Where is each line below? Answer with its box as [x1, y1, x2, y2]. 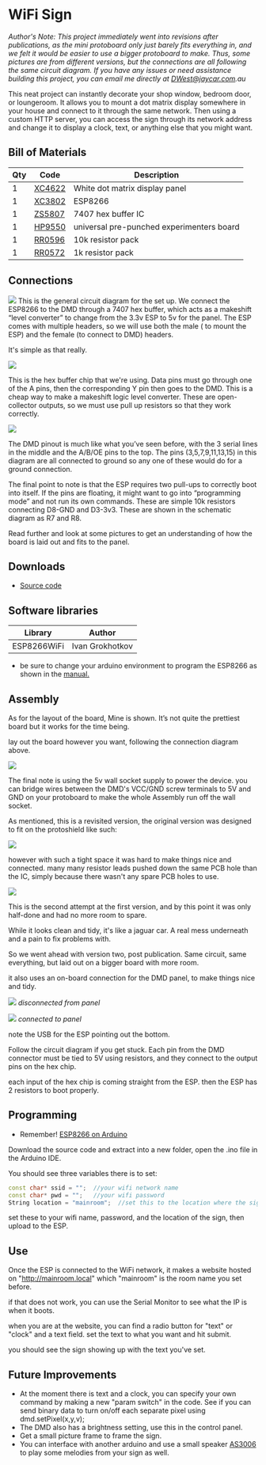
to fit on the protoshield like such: [8, 825, 117, 834]
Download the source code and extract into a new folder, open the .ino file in [8, 1144, 258, 1154]
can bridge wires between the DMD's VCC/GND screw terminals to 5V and [8, 784, 252, 793]
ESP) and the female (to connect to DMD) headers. [8, 329, 174, 339]
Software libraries [8, 603, 99, 617]
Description [134, 169, 180, 180]
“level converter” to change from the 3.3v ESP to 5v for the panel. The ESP [8, 313, 252, 322]
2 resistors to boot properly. [8, 1086, 99, 1094]
